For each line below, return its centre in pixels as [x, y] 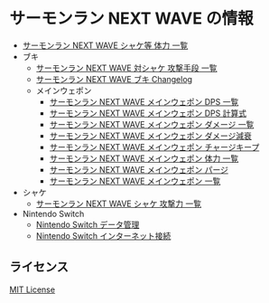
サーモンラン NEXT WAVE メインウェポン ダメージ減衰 [151, 136]
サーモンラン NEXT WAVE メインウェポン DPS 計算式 [148, 113]
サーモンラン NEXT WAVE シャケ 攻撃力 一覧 [119, 204]
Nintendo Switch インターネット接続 [103, 235]
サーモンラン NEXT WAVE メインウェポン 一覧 [135, 181]
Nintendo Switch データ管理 [88, 224]
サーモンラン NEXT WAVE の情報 [132, 19]
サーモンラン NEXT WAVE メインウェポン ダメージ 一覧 [152, 124]
